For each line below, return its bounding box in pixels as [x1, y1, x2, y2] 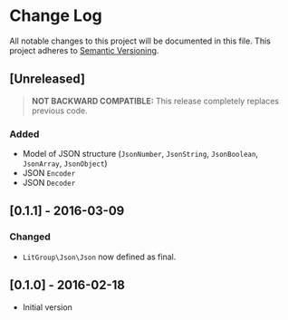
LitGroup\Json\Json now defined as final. [22, 251, 177, 262]
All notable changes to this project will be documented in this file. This [9, 35, 272, 46]
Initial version [22, 301, 72, 313]
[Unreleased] [9, 72, 86, 87]
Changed [9, 230, 52, 243]
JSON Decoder [22, 178, 76, 189]
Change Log [9, 5, 102, 26]
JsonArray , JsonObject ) [22, 158, 108, 169]
